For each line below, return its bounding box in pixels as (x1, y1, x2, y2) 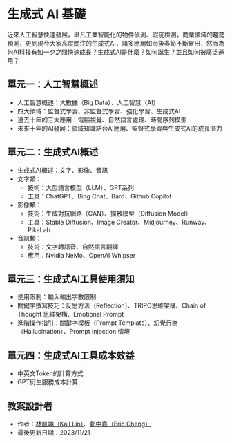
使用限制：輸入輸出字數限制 (17, 293, 97, 301)
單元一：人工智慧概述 (7, 79, 98, 91)
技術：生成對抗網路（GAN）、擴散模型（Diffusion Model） (27, 209, 192, 218)
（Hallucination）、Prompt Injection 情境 (17, 328, 130, 336)
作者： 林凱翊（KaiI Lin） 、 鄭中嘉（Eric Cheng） (17, 420, 152, 428)
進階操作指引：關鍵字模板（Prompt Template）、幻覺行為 (17, 319, 178, 327)
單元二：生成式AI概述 (7, 147, 99, 158)
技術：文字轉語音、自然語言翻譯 (27, 243, 119, 251)
